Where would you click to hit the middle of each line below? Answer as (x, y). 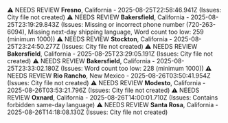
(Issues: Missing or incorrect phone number (123, 24)
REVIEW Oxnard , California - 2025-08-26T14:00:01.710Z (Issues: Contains (113, 98)
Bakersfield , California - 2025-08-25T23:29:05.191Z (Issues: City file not (110, 54)
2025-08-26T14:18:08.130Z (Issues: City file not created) (88, 112)
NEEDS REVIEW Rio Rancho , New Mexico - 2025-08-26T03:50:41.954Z (109, 76)
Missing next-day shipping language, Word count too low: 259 (116, 32)
